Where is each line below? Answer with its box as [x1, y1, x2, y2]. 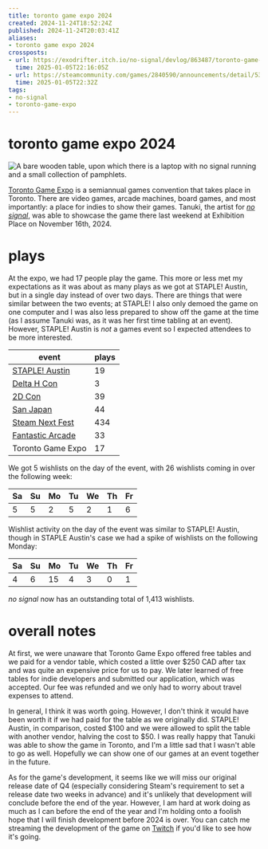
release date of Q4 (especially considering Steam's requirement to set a [8, 780, 245, 790]
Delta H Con [12, 378, 58, 389]
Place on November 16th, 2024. [8, 219, 112, 229]
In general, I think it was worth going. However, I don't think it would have [8, 706, 250, 716]
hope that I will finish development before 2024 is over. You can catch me [8, 815, 250, 824]
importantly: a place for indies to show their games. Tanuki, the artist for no [8, 202, 255, 212]
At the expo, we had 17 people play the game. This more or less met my [8, 273, 243, 283]
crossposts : [8, 49, 48, 57]
